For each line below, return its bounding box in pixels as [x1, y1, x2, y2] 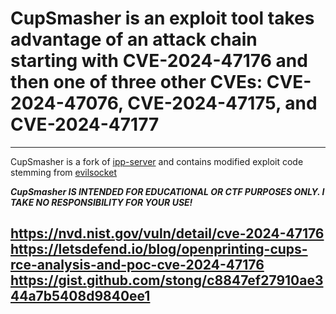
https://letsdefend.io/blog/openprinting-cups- [10, 241, 308, 258]
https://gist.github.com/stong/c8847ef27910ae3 [10, 272, 324, 289]
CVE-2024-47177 [10, 113, 160, 136]
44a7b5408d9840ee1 [10, 288, 151, 305]
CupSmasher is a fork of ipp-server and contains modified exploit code [10, 155, 304, 167]
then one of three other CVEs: [10, 71, 263, 94]
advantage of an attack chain [10, 28, 258, 51]
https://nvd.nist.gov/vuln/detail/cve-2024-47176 [10, 225, 325, 242]
